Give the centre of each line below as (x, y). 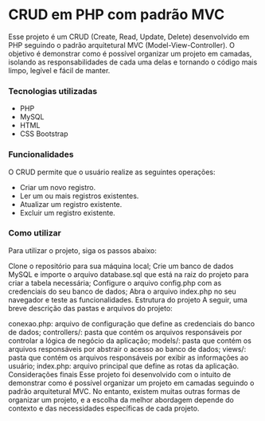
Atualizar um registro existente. (71, 204)
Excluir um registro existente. (67, 212)
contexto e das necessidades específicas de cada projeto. (104, 408)
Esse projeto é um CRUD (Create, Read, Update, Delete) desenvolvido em (129, 37)
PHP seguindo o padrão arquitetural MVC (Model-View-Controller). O (121, 45)
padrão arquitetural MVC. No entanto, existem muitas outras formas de (125, 391)
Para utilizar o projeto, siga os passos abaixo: (82, 250)
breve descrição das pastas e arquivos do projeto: (90, 308)
